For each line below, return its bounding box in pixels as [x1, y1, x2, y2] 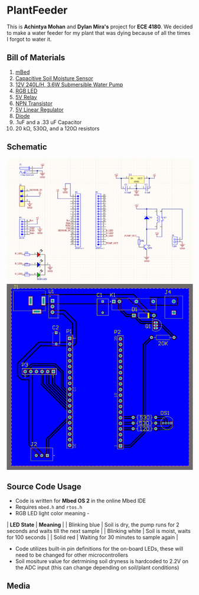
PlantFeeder [6, 4, 68, 17]
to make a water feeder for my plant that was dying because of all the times [6, 29, 191, 36]
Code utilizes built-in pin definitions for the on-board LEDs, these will [15, 545, 184, 552]
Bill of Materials [6, 53, 66, 63]
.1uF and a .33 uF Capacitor [15, 119, 82, 126]
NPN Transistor [15, 100, 53, 107]
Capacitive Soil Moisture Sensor [15, 74, 93, 81]
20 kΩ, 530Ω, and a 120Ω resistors [15, 125, 100, 132]
